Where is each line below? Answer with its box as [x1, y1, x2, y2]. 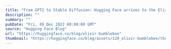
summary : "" [5, 17, 31, 22]
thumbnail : [5, 36, 28, 41]
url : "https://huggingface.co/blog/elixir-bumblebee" [5, 31, 122, 36]
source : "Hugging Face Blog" [5, 27, 67, 32]
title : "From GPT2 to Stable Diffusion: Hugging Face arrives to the [5, 7, 156, 13]
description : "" [5, 12, 40, 17]
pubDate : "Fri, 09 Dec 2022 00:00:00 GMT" [5, 21, 97, 27]
